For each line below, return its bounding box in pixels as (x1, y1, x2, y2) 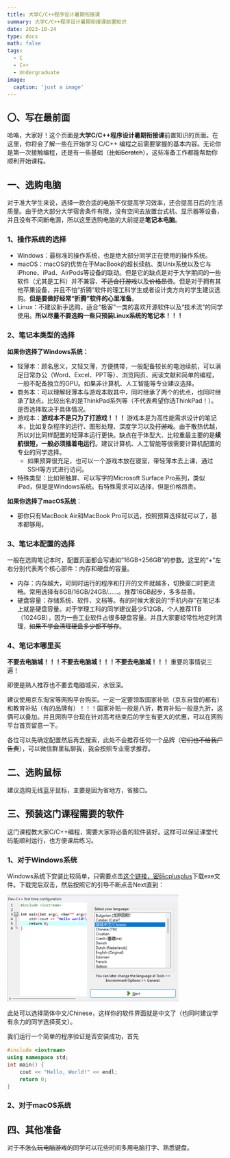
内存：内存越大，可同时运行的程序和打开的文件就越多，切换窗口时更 (16, 579, 209, 587)
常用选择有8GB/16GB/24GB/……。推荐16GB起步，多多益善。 (29, 588, 199, 596)
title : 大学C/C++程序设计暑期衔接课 (7, 11, 101, 18)
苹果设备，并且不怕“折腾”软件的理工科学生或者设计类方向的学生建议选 (23, 286, 221, 294)
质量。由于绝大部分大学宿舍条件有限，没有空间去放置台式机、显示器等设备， (7, 207, 223, 215)
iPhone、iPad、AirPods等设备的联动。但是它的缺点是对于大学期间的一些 (16, 269, 221, 277)
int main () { (7, 1061, 44, 1068)
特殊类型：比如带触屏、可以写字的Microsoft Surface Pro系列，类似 (16, 474, 205, 482)
